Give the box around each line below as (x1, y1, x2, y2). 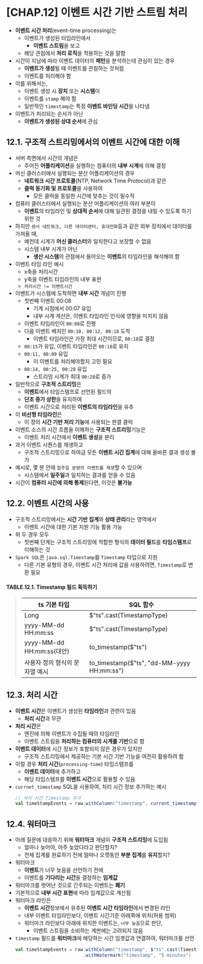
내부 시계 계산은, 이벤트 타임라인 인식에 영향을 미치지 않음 (33, 312, 169, 319)
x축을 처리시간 (24, 268, 59, 275)
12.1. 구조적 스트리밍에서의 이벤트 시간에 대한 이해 (6, 137, 180, 147)
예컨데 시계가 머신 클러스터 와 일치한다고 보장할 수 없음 (24, 238, 152, 245)
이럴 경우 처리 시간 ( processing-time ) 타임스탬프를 (14, 760, 134, 767)
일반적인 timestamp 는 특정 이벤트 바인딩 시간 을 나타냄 (24, 102, 150, 110)
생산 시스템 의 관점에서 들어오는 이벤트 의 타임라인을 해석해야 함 (33, 253, 180, 260)
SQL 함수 (129, 600, 154, 609)
